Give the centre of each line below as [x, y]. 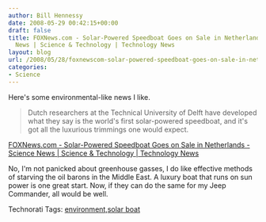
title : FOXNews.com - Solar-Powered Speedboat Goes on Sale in [115, 38]
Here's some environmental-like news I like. [79, 97]
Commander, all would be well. [58, 193]
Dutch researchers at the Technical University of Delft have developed [142, 113]
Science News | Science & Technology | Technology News [104, 153]
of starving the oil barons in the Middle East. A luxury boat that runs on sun [130, 177]
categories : [28, 67]
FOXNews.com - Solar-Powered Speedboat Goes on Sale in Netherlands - [129, 144]
